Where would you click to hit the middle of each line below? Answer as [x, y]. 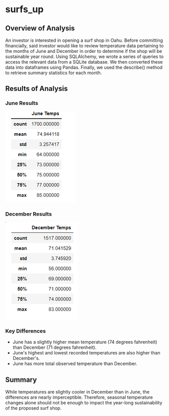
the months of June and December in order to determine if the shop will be [84, 51]
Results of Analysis [37, 89]
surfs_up [24, 9]
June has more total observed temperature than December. [75, 364]
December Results [29, 214]
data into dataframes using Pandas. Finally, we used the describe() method [84, 67]
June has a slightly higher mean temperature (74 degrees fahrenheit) [85, 342]
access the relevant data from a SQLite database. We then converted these [84, 62]
